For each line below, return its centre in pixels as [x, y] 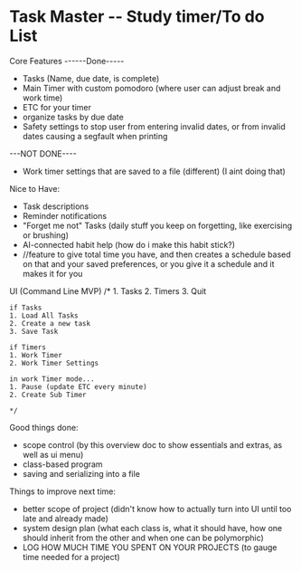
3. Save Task [34, 331]
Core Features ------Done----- [67, 61]
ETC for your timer [57, 107]
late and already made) [65, 519]
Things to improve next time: [62, 491]
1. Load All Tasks [44, 315]
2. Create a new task [50, 323]
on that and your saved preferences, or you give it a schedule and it [148, 263]
